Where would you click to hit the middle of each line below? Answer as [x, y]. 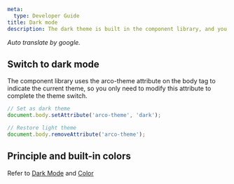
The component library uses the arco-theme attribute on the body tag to [111, 81]
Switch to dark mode [53, 64]
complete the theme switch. [47, 96]
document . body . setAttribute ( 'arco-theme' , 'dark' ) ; [84, 115]
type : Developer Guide [47, 16]
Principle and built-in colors [69, 156]
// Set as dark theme [39, 109]
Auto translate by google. [44, 42]
